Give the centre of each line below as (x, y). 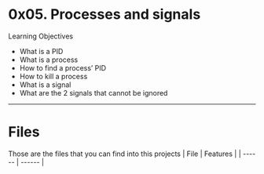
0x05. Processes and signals (104, 14)
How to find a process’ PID (63, 67)
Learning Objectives (40, 36)
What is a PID (41, 51)
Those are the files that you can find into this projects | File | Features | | (125, 154)
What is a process (49, 60)
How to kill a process (53, 76)
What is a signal (45, 85)
